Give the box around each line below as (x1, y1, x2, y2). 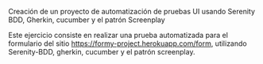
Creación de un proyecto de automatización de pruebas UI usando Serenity (8, 7, 256, 16)
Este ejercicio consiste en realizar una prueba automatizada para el (8, 31, 229, 40)
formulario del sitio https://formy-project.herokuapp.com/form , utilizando (8, 39, 248, 48)
